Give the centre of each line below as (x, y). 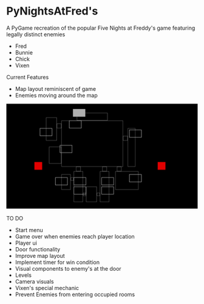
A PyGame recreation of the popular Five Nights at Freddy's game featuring (101, 28)
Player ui (26, 243)
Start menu (29, 230)
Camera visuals (34, 281)
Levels (23, 275)
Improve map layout (40, 256)
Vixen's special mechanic (47, 288)
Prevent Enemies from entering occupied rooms (75, 294)
